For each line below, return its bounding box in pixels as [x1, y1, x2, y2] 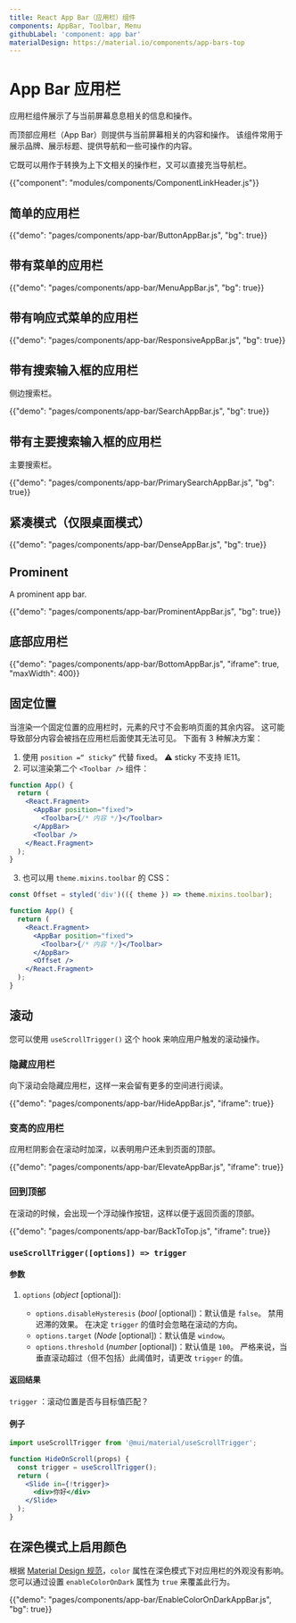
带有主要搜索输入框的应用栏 [9, 434, 162, 449]
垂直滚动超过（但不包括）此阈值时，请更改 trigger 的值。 [35, 1352, 248, 1363]
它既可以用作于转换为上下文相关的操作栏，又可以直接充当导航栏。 [9, 160, 251, 171]
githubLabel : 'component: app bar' [9, 29, 142, 38]
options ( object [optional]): [21, 1289, 121, 1300]
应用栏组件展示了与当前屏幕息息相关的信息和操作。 [9, 111, 197, 121]
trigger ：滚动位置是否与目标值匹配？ [9, 1395, 150, 1407]
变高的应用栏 [9, 1122, 65, 1134]
